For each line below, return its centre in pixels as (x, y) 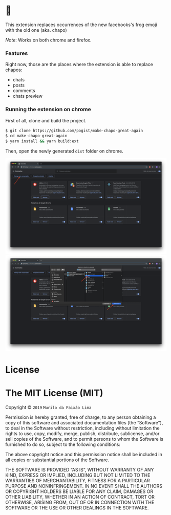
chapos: (14, 70)
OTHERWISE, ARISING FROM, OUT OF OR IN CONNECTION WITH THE (80, 502)
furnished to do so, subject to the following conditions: (63, 444)
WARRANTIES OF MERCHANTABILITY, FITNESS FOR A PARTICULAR (78, 480)
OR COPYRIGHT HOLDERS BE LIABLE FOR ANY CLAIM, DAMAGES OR (79, 491)
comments (24, 91)
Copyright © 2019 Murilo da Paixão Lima (48, 407)
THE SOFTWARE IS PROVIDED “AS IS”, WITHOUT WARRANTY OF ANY (80, 469)
